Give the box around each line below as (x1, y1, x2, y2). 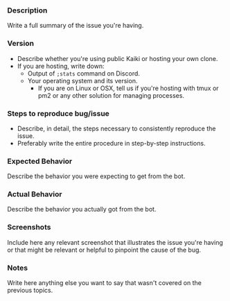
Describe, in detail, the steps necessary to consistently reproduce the (17, 124, 216, 132)
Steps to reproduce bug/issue (7, 108, 109, 118)
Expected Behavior (7, 156, 73, 166)
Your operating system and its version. (27, 76, 138, 85)
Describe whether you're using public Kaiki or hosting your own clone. (17, 54, 218, 62)
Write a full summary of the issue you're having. (7, 21, 144, 30)
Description (7, 6, 48, 15)
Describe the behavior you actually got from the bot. (7, 205, 157, 214)
